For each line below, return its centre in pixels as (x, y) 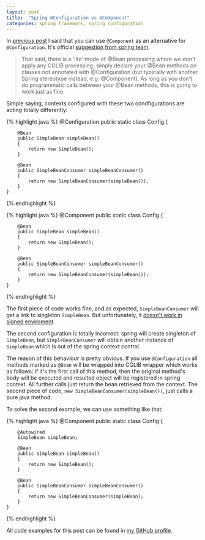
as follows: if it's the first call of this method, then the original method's (96, 372)
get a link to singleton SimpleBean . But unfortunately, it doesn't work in (94, 315)
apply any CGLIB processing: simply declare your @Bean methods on (109, 66)
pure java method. (29, 397)
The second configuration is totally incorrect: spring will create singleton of (101, 334)
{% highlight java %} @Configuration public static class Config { (87, 122)
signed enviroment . (31, 321)
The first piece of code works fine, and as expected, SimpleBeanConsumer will (102, 309)
